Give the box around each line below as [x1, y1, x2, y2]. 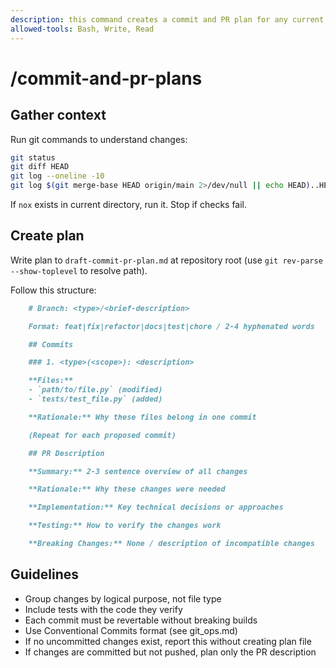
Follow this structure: [10, 284, 97, 296]
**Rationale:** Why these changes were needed [28, 484, 226, 495]
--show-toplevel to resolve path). [10, 264, 148, 276]
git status [10, 152, 56, 163]
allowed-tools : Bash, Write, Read [10, 24, 155, 34]
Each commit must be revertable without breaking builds [24, 614, 258, 626]
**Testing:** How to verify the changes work [28, 521, 222, 531]
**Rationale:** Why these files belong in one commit [28, 412, 257, 422]
